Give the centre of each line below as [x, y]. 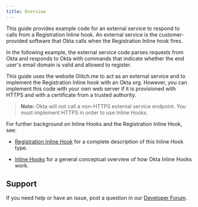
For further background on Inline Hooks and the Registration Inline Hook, [94, 123]
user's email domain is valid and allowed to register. [69, 65]
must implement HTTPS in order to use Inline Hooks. [84, 112]
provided [17, 41]
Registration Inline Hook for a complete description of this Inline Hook [99, 141]
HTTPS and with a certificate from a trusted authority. [71, 95]
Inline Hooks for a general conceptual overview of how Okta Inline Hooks [103, 159]
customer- [171, 34]
